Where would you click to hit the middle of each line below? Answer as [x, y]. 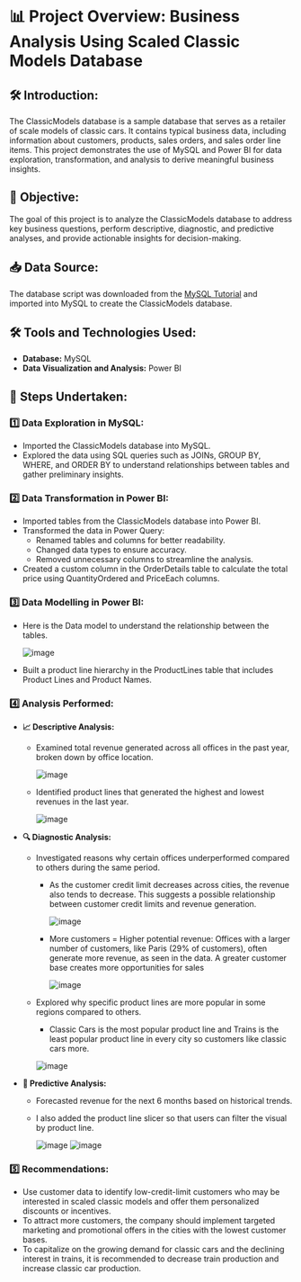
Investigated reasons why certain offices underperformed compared [163, 858]
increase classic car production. [82, 1269]
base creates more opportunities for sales [127, 968]
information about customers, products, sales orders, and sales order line [145, 140]
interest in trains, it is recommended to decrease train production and [150, 1259]
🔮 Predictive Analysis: [64, 1083]
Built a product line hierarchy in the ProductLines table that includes [148, 669]
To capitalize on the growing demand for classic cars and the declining [153, 1250]
